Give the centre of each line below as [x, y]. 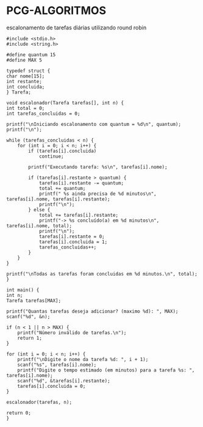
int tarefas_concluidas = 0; [43, 114]
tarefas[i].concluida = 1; [73, 242]
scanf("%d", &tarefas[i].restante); [64, 381]
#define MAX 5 [24, 60]
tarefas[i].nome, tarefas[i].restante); [59, 199]
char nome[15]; [26, 76]
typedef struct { [28, 71]
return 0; [19, 413]
